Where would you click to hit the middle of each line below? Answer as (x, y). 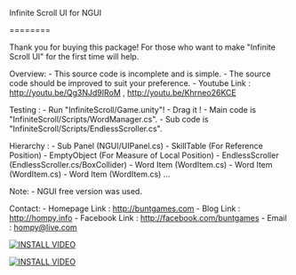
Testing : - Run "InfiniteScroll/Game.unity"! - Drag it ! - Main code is (132, 110)
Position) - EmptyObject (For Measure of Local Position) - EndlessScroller (144, 155)
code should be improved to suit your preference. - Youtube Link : (130, 83)
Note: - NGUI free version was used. (76, 191)
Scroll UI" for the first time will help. (74, 56)
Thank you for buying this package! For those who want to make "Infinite (142, 47)
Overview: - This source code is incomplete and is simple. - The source (140, 74)
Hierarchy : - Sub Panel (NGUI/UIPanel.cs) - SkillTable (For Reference (136, 146)
